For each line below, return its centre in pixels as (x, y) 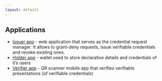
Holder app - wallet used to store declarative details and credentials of (84, 58)
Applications (25, 30)
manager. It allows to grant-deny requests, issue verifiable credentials (84, 47)
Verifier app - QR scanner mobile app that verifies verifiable (73, 68)
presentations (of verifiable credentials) (53, 74)
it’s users (22, 63)
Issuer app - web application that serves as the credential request (80, 42)
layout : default (22, 10)
